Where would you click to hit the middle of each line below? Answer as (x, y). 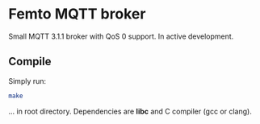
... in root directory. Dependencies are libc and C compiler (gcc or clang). (130, 111)
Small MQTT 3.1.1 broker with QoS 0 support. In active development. (121, 36)
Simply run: (27, 81)
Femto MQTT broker (77, 14)
